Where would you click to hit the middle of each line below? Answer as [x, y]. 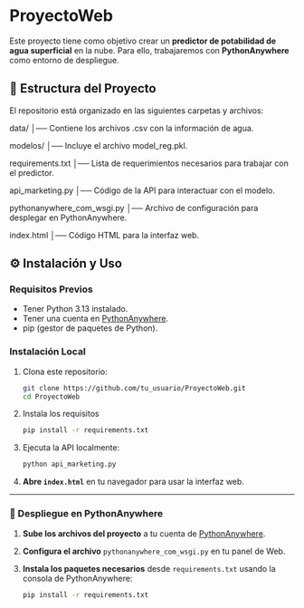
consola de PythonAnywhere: [77, 578]
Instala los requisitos [61, 414]
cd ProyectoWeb [51, 396]
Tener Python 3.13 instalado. [75, 309]
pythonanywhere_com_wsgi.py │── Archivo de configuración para [134, 207]
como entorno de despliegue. [64, 60]
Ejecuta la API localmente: [71, 448]
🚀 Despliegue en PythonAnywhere [86, 514]
